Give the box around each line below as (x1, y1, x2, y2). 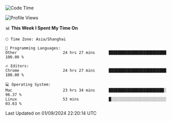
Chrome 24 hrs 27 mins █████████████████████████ (5, 68, 167, 73)
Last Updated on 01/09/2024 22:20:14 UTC (5, 110, 97, 116)
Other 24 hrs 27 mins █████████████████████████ (5, 50, 167, 55)
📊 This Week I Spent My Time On (5, 25, 78, 31)
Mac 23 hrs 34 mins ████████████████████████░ (5, 88, 167, 93)
